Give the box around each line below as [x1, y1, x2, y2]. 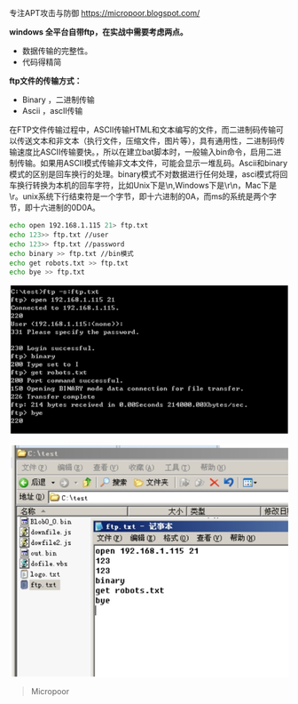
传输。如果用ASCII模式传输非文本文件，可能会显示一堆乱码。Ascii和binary [16, 158, 288, 168]
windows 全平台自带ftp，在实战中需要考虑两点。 [9, 27, 188, 37]
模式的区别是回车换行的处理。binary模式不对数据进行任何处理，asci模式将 [9, 169, 281, 180]
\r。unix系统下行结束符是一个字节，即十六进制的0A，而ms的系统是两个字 [9, 191, 278, 202]
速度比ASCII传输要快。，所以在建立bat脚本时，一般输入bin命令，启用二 [16, 147, 274, 157]
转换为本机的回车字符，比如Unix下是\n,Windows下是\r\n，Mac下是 [32, 180, 278, 190]
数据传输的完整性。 [21, 45, 93, 56]
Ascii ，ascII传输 [21, 106, 83, 116]
